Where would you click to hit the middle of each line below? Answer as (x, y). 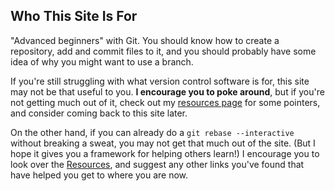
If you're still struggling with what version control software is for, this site (160, 81)
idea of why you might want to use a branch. (102, 61)
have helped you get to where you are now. (99, 175)
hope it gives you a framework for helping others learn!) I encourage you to (165, 153)
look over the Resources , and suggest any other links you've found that (157, 164)
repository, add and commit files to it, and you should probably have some (163, 51)
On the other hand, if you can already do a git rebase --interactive (152, 132)
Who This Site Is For (74, 16)
